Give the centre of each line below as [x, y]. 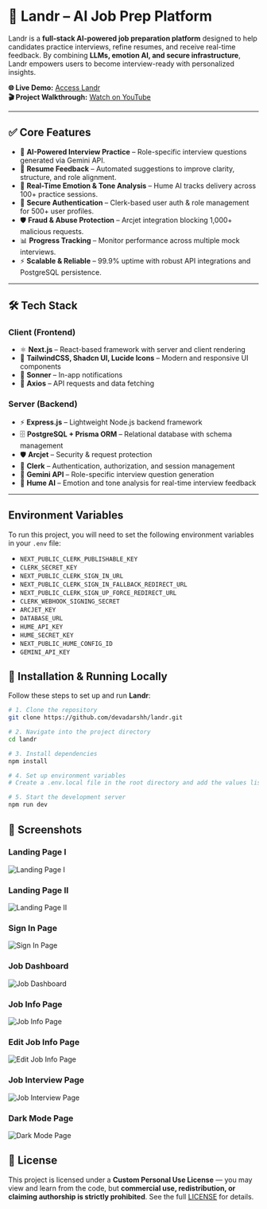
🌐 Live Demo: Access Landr [54, 88]
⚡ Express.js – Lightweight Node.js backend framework [111, 422]
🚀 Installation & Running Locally [88, 676]
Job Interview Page [46, 1080]
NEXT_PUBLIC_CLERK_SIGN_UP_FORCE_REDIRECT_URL [98, 593]
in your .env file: [35, 543]
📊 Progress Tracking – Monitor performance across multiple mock [130, 240]
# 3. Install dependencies [53, 753]
